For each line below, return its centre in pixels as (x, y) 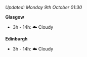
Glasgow (15, 17)
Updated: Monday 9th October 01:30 (44, 7)
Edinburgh (16, 39)
